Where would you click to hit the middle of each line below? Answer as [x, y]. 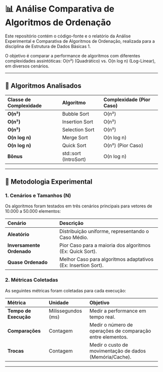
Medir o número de [111, 324]
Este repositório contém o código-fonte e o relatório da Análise [68, 36]
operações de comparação [120, 331]
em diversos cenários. [27, 66]
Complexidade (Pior [127, 100]
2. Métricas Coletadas [32, 280]
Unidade [59, 303]
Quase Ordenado [27, 262]
